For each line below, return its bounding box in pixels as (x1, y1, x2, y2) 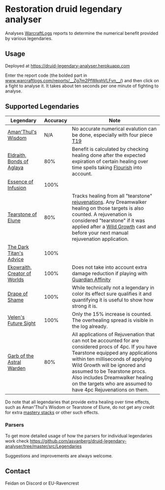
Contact (5, 467, 30, 476)
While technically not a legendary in (72, 284, 155, 291)
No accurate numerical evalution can (72, 125, 157, 132)
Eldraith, (7, 152, 27, 159)
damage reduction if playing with (72, 270, 148, 277)
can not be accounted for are (72, 337, 139, 344)
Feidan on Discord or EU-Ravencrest (5, 480, 80, 486)
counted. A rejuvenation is (72, 211, 133, 218)
